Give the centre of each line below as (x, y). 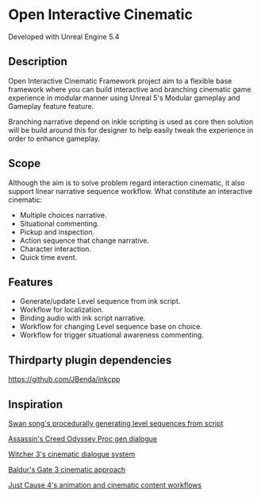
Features (31, 282)
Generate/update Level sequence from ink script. (100, 301)
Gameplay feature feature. (51, 106)
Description (38, 62)
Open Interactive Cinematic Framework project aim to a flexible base (120, 80)
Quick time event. (48, 257)
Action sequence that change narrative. (84, 240)
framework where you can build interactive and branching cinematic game (130, 89)
